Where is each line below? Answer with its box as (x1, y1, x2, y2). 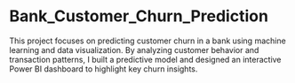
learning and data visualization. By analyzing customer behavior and (9, 44, 259, 55)
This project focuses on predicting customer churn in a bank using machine (9, 35, 286, 46)
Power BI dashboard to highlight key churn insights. (9, 64, 198, 74)
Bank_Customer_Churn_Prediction (9, 6, 269, 26)
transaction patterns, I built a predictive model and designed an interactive (9, 54, 282, 64)
